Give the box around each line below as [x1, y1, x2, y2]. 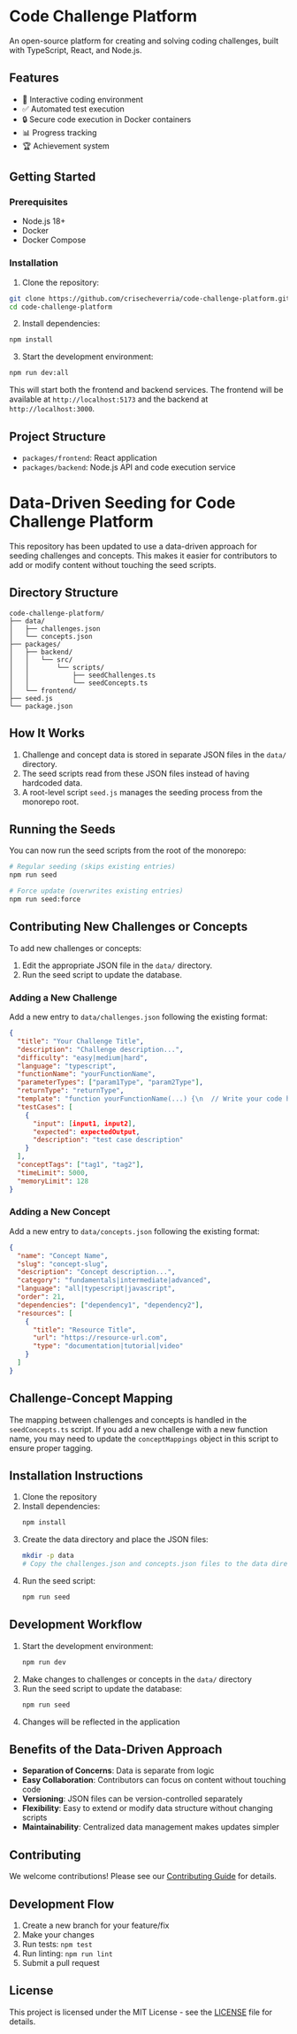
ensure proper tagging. [9, 1442, 94, 1453]
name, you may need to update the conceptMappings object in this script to [9, 1433, 278, 1444]
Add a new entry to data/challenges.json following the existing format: [9, 1011, 268, 1023]
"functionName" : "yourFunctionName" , [17, 1070, 156, 1078]
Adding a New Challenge [9, 991, 118, 1003]
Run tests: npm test [21, 1938, 93, 1949]
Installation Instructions [9, 1469, 144, 1484]
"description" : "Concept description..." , [17, 1268, 176, 1277]
